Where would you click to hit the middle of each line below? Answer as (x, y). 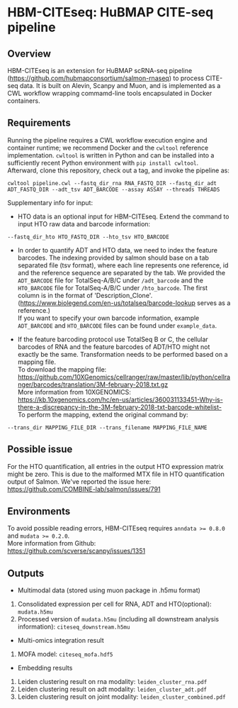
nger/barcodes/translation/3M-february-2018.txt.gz (93, 385)
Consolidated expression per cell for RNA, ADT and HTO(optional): (114, 604)
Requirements (39, 123)
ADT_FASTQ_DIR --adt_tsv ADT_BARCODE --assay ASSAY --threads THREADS (114, 189)
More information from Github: (52, 543)
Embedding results (45, 668)
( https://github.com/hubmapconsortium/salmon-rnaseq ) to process (106, 78)
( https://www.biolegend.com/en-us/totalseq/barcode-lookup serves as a (124, 303)
